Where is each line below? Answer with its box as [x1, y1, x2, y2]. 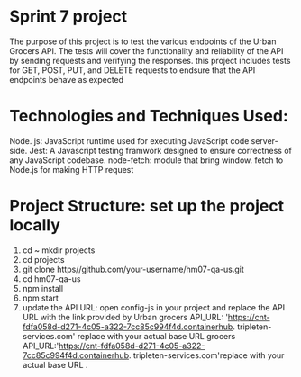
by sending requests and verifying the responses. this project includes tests [9, 55, 291, 66]
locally [9, 215, 61, 236]
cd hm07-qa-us [22, 273, 81, 284]
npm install [22, 283, 64, 293]
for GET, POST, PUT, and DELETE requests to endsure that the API [9, 65, 256, 76]
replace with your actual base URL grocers [77, 330, 236, 341]
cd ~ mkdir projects [22, 245, 96, 256]
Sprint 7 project [9, 6, 128, 27]
